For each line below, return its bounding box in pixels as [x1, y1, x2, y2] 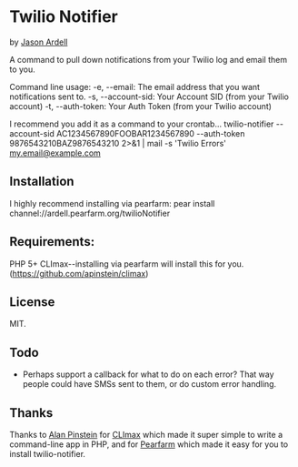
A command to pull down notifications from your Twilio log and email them [9, 54, 288, 65]
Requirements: [9, 234, 95, 249]
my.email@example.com [9, 147, 102, 158]
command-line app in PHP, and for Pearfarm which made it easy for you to [9, 439, 289, 450]
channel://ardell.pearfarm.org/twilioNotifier [9, 208, 171, 218]
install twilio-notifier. [9, 449, 86, 459]
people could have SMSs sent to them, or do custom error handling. [22, 379, 277, 390]
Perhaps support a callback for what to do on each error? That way [22, 369, 274, 380]
